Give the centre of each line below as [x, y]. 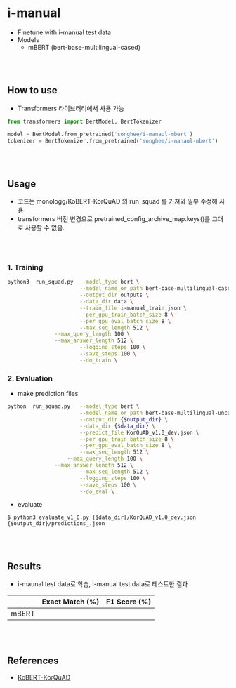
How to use [32, 90]
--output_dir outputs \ [114, 295]
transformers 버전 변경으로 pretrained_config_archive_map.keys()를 [114, 219]
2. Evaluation [30, 378]
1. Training [25, 267]
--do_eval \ [97, 491]
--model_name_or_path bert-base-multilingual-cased [157, 289]
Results [24, 566]
